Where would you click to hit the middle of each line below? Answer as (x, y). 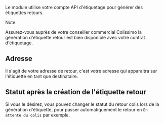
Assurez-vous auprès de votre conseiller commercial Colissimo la (73, 32)
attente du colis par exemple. (38, 115)
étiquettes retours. (25, 13)
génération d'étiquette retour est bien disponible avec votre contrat (75, 38)
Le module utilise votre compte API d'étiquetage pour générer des (74, 7)
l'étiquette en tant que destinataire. (42, 76)
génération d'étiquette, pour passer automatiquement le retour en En (76, 109)
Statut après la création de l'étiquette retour (76, 92)
